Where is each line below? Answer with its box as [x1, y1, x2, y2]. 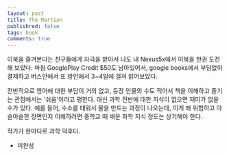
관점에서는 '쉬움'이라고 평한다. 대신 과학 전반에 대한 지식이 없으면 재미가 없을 [14, 95, 219, 103]
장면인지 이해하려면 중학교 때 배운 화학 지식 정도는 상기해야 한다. [30, 112, 203, 120]
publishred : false [7, 23, 60, 29]
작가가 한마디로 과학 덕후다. [7, 127, 81, 135]
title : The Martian [7, 16, 63, 23]
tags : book [7, 29, 38, 36]
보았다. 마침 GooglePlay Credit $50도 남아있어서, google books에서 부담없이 [14, 64, 223, 72]
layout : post [7, 10, 45, 17]
